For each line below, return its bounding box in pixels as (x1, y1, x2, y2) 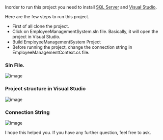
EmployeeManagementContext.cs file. (12, 49, 90, 55)
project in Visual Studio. (12, 34, 60, 39)
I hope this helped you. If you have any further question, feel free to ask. (5, 129, 151, 135)
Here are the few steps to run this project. (5, 14, 89, 19)
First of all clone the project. (12, 23, 70, 29)
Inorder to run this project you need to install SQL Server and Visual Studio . (5, 4, 157, 10)
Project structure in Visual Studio (5, 85, 86, 92)
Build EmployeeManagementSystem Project (12, 39, 101, 45)
